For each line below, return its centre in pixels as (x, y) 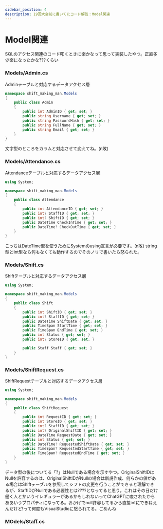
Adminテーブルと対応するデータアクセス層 (47, 84)
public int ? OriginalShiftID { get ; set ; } (67, 430)
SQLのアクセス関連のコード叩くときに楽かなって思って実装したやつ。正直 (79, 54)
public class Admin (34, 103)
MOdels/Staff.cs (25, 521)
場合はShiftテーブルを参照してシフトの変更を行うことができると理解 (77, 484)
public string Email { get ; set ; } (59, 129)
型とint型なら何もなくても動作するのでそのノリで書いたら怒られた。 (73, 252)
